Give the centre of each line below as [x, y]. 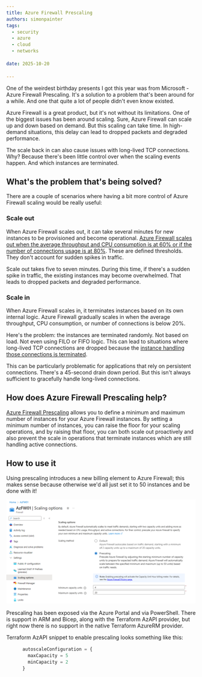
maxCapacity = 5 [48, 656]
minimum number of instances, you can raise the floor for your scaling [93, 425]
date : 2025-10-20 [28, 63]
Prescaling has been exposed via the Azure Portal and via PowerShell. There [101, 613]
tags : [13, 25]
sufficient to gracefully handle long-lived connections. [73, 379]
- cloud [21, 45]
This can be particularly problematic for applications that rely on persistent [99, 366]
